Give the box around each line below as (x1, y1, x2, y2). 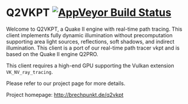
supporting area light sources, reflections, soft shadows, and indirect (6, 38, 175, 45)
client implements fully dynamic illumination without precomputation (6, 31, 173, 38)
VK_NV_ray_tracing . (6, 68, 53, 75)
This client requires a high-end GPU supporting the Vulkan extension (6, 62, 174, 69)
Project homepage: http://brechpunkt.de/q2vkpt (6, 91, 124, 98)
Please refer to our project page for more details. (6, 80, 126, 87)
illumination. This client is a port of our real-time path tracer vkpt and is (6, 44, 180, 51)
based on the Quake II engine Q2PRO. (6, 50, 99, 57)
